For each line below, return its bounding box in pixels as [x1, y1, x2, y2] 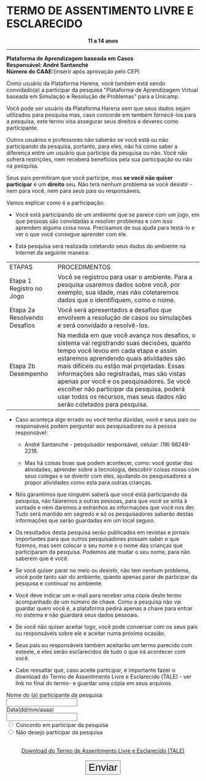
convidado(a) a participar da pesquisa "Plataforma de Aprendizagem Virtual [6, 86, 198, 93]
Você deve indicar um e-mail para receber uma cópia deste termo [15, 591, 182, 599]
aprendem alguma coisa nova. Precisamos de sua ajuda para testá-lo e [15, 223, 195, 231]
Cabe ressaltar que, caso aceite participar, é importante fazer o [15, 666, 176, 674]
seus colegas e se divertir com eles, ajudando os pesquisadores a [24, 472, 191, 480]
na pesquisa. [6, 162, 39, 169]
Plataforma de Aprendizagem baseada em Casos [6, 55, 134, 62]
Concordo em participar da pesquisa [15, 721, 109, 728]
